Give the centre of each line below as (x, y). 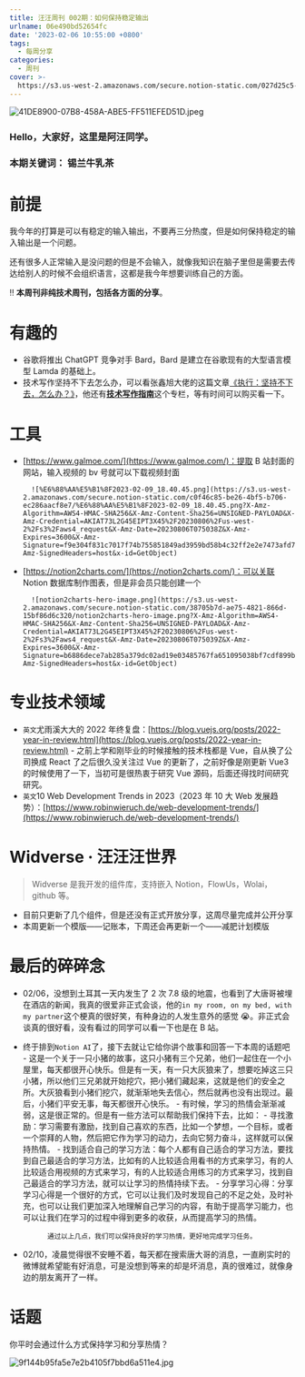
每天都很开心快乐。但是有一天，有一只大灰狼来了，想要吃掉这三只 (170, 1069)
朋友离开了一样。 (70, 1277)
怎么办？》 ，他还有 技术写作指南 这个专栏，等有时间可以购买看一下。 (164, 394)
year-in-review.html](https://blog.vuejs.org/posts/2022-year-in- (142, 740)
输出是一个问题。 (49, 243)
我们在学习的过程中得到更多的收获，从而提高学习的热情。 (154, 1218)
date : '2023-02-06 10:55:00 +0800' (77, 35)
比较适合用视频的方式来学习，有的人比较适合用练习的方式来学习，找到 (154, 1172)
